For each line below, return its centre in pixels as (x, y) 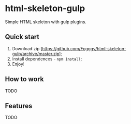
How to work (24, 79)
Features (19, 106)
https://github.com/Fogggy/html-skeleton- (84, 48)
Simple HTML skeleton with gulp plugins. (46, 22)
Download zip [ (27, 48)
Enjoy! (18, 64)
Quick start (22, 37)
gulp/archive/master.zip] (36, 54)
